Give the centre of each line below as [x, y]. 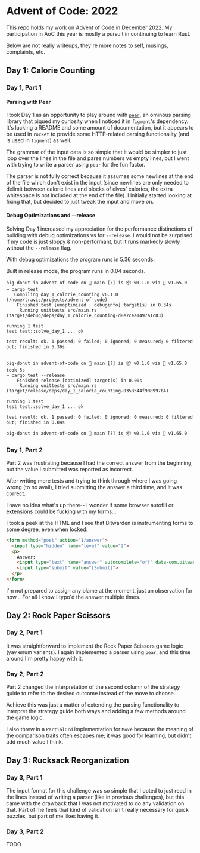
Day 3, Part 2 [25, 831]
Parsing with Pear [29, 102]
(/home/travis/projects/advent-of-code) [57, 300]
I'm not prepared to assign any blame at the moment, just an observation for [99, 590]
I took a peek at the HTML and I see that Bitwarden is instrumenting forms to [100, 523]
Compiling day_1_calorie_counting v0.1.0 [66, 294]
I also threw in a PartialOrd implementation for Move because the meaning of [100, 729]
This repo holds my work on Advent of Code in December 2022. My [89, 27]
